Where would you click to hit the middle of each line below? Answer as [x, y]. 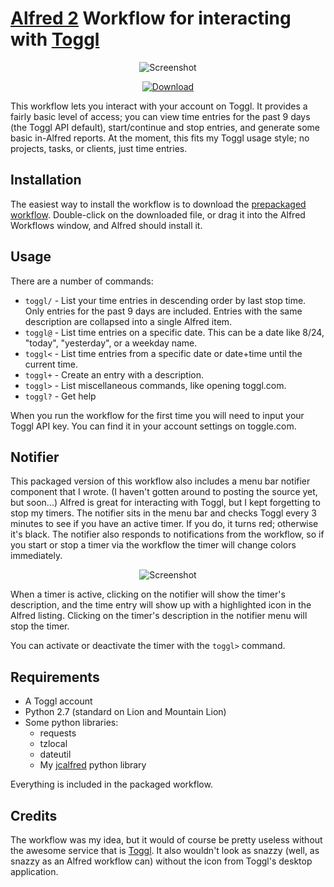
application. [34, 871]
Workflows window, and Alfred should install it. [106, 225]
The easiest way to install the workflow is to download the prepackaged [158, 204]
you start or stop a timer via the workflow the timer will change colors [153, 545]
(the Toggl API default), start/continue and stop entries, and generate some [165, 127]
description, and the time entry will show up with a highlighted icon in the [161, 605]
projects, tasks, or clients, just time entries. [99, 148]
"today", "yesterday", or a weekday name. [111, 343]
